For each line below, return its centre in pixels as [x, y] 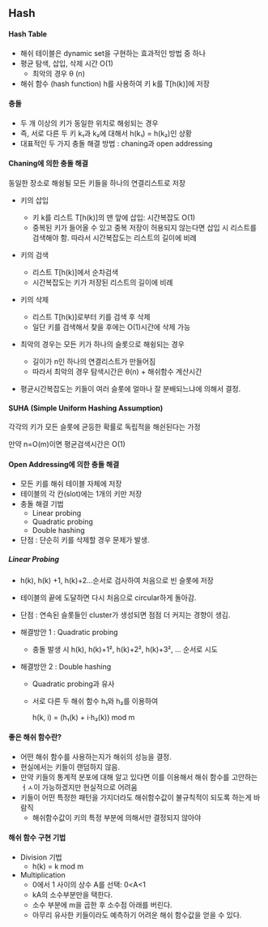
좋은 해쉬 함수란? [35, 736]
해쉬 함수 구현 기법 [37, 838]
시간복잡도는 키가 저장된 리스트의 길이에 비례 [102, 282]
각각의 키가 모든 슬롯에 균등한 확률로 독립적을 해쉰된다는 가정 [104, 427]
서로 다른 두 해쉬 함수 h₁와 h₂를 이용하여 [95, 702]
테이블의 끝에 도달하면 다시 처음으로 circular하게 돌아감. [108, 598]
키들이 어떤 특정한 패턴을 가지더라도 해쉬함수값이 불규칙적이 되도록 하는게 [136, 797]
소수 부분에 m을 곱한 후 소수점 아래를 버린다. [102, 904]
